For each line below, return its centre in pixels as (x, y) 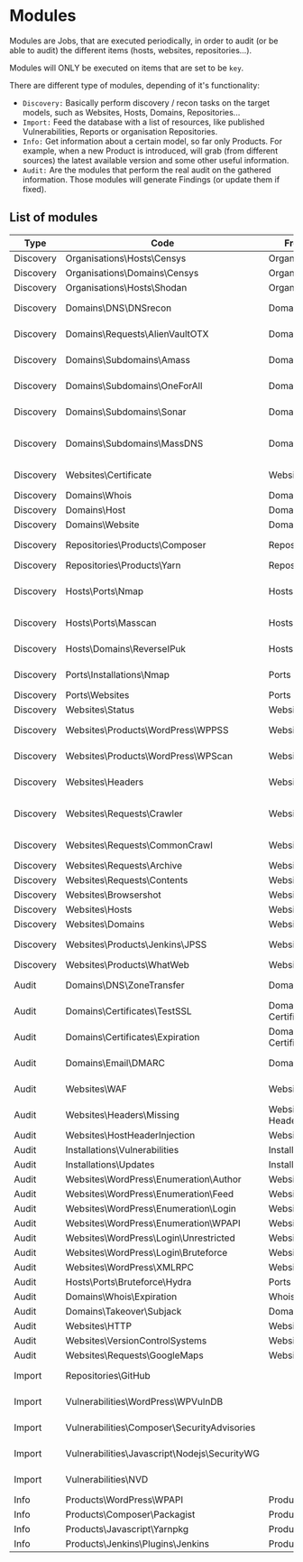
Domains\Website (102, 525)
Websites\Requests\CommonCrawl (139, 845)
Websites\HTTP (99, 1325)
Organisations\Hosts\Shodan (126, 287)
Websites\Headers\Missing (123, 1114)
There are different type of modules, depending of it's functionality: (134, 85)
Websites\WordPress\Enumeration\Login (151, 1208)
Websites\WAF (96, 1089)
